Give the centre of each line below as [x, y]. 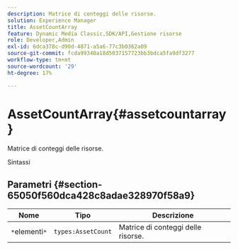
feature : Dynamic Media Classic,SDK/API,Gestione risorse [95, 34]
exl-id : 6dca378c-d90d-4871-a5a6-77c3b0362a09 [77, 47]
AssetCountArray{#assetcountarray [117, 114]
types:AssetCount [83, 232]
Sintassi [19, 162]
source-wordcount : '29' [42, 66]
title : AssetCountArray [42, 27]
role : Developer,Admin [41, 40]
